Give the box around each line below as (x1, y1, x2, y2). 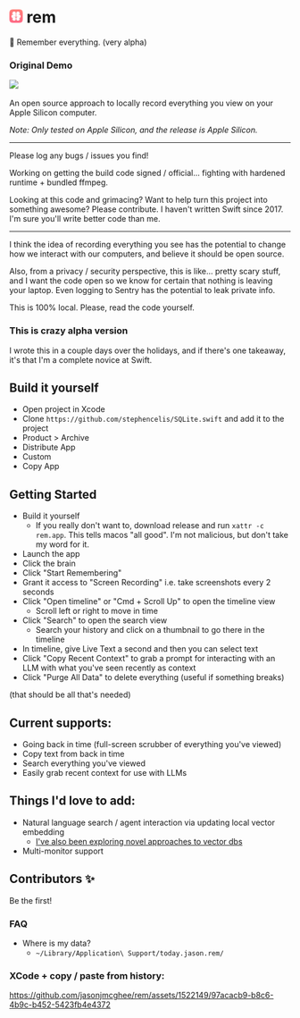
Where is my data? (21, 938, 91, 948)
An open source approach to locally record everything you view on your (9, 97, 274, 109)
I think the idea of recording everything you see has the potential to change (9, 240, 287, 250)
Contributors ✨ (9, 871, 96, 887)
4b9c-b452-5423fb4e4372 (9, 999, 112, 1010)
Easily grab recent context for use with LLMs (21, 767, 187, 778)
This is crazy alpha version (9, 324, 129, 337)
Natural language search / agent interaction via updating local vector (21, 817, 275, 828)
